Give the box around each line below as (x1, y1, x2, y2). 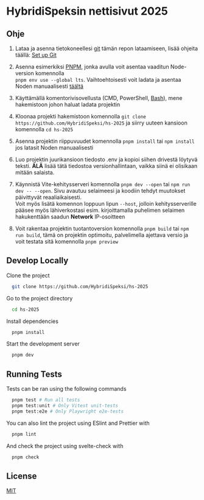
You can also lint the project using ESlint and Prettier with (6, 419, 150, 427)
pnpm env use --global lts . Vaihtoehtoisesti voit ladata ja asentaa (15, 76, 181, 83)
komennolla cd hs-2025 (15, 126, 74, 132)
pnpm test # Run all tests (12, 397, 80, 404)
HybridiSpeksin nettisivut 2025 (6, 4, 169, 18)
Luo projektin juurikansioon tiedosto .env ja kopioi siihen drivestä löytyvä (15, 156, 198, 163)
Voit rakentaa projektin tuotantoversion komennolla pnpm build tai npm (15, 225, 189, 232)
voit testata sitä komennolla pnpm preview (15, 238, 119, 245)
